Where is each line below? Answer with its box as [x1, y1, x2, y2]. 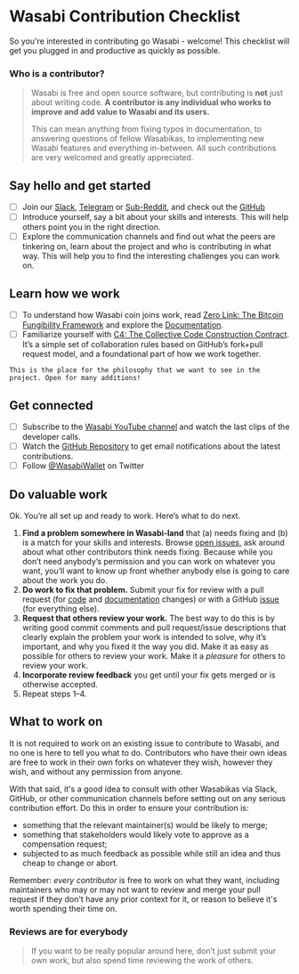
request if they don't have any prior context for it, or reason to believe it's [9, 893, 278, 905]
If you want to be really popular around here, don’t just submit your [30, 946, 277, 956]
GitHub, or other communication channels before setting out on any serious [9, 792, 287, 803]
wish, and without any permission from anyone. [9, 766, 183, 776]
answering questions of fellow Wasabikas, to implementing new [30, 134, 265, 144]
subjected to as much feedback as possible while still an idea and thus [21, 848, 281, 858]
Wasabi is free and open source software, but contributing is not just [30, 87, 283, 99]
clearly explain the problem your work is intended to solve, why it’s [21, 631, 267, 642]
